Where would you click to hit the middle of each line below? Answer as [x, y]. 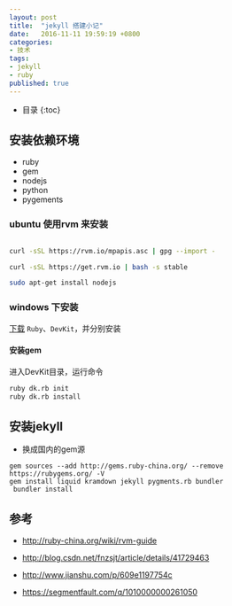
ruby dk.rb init [39, 388]
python [35, 190]
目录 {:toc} [41, 109]
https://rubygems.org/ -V [57, 474]
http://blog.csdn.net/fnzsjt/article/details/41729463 [116, 558]
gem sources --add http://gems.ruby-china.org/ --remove [116, 466]
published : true [39, 83]
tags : [19, 58]
